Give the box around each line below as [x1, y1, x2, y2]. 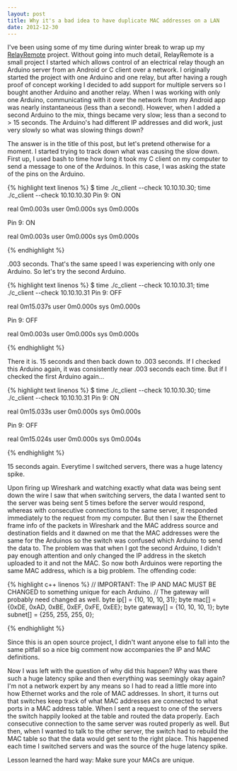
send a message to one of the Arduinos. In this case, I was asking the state [7, 162, 226, 171]
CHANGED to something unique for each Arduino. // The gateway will [7, 588, 209, 597]
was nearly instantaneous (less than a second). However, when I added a [7, 104, 221, 112]
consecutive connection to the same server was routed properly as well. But [7, 719, 230, 728]
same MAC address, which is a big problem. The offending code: [7, 567, 197, 575]
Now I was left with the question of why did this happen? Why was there [7, 667, 218, 675]
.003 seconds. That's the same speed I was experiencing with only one [7, 260, 216, 268]
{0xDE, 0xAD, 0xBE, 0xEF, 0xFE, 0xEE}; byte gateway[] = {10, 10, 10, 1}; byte [7, 603, 229, 611]
